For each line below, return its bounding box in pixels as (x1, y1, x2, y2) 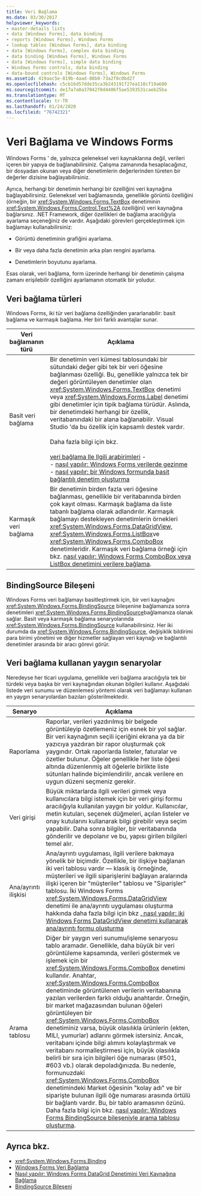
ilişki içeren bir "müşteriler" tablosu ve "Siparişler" (45, 879, 187, 887)
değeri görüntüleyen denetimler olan (50, 378, 153, 386)
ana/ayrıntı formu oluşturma (45, 924, 124, 932)
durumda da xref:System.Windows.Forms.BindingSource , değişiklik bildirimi (6, 627, 193, 635)
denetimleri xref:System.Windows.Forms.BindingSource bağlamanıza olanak (6, 609, 193, 616)
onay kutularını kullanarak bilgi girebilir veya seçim (45, 817, 187, 825)
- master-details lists (6, 25, 66, 32)
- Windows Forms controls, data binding (6, 64, 109, 71)
